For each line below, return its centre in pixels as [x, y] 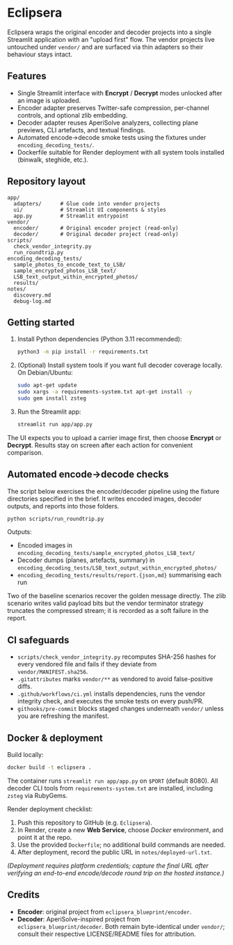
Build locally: [25, 755]
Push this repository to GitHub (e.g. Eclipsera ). [85, 822]
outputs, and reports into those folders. [63, 506]
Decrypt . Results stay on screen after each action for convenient [100, 445]
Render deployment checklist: [50, 809]
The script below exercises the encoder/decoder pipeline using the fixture [113, 491]
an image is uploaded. [49, 100]
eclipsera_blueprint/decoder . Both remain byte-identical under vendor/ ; [121, 926]
